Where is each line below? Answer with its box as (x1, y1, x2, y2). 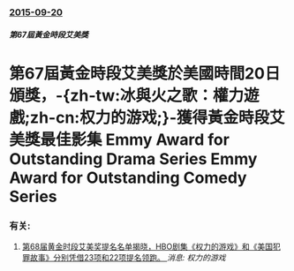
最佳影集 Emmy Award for (40, 130, 230, 149)
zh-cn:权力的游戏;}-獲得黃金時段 (29, 108, 270, 127)
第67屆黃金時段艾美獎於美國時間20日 (9, 64, 281, 83)
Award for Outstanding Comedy (9, 168, 247, 187)
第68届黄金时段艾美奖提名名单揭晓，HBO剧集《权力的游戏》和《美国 (21, 241, 274, 252)
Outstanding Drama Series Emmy (9, 148, 258, 169)
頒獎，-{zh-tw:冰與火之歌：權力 (9, 86, 245, 105)
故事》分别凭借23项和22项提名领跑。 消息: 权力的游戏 (29, 252, 226, 262)
